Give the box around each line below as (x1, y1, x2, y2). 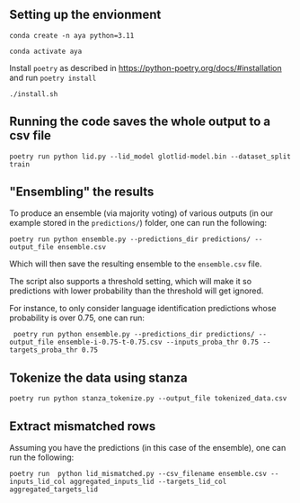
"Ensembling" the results (9, 184, 154, 200)
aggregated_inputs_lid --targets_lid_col (69, 477, 227, 487)
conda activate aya (9, 47, 83, 56)
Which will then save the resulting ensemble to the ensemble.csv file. (9, 258, 262, 269)
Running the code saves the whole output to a (9, 114, 271, 130)
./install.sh (9, 89, 58, 98)
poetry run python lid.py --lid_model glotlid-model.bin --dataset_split (9, 152, 292, 161)
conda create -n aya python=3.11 (9, 31, 135, 40)
